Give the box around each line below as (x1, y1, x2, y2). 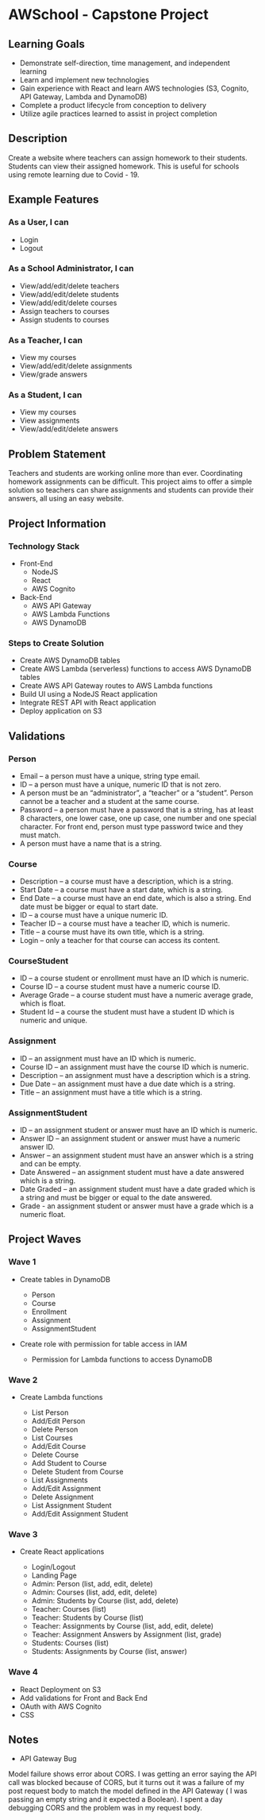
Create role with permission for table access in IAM (19, 1339, 188, 1348)
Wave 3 (8, 1528, 38, 1540)
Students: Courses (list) (31, 1638, 109, 1648)
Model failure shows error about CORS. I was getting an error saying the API (8, 1769, 257, 1779)
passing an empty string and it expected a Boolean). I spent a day (8, 1795, 223, 1804)
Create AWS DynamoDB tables (19, 655, 121, 665)
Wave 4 (8, 1667, 38, 1678)
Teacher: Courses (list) (31, 1605, 107, 1614)
